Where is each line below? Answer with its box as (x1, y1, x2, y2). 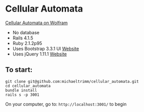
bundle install (5, 88, 37, 93)
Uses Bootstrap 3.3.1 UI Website (12, 45, 79, 51)
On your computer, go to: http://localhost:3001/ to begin (5, 101, 127, 107)
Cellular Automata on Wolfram (5, 20, 68, 26)
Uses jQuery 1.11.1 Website (12, 51, 67, 57)
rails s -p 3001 (5, 92, 39, 97)
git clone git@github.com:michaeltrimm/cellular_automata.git (5, 79, 139, 84)
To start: (5, 66, 33, 74)
